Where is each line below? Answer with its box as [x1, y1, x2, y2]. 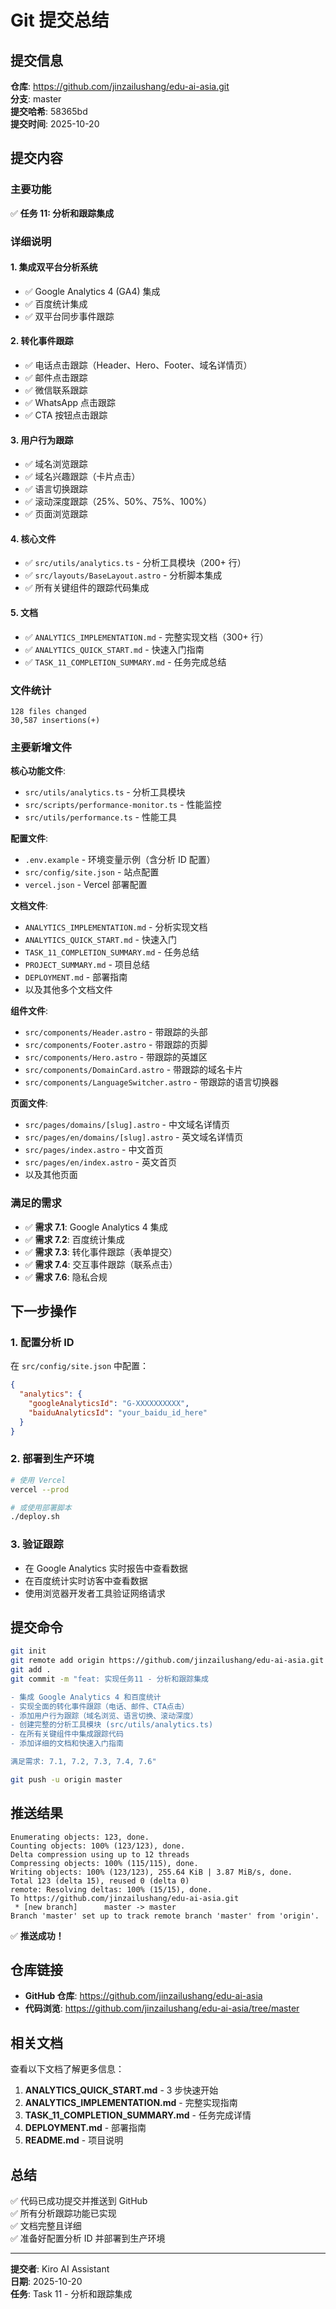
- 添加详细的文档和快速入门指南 [10, 1739, 124, 1749]
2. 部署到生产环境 [10, 1452, 95, 1466]
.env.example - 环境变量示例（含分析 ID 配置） [24, 854, 216, 866]
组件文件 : [10, 1005, 49, 1017]
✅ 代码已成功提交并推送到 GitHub [10, 2195, 148, 2207]
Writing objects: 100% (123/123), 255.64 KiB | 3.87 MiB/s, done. [10, 1867, 293, 1877]
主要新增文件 [10, 740, 73, 754]
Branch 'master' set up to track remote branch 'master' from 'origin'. [10, 1911, 320, 1921]
